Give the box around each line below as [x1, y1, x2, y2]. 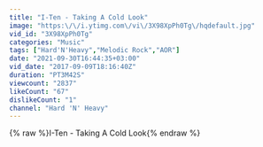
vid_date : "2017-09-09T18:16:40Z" [9, 63, 137, 72]
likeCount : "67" [9, 87, 69, 96]
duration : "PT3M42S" [9, 71, 86, 80]
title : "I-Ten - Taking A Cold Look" [9, 12, 149, 22]
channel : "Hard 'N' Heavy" [9, 104, 109, 112]
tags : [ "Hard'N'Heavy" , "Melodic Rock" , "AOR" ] [9, 46, 180, 55]
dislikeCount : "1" [9, 95, 77, 104]
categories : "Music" [9, 37, 86, 47]
